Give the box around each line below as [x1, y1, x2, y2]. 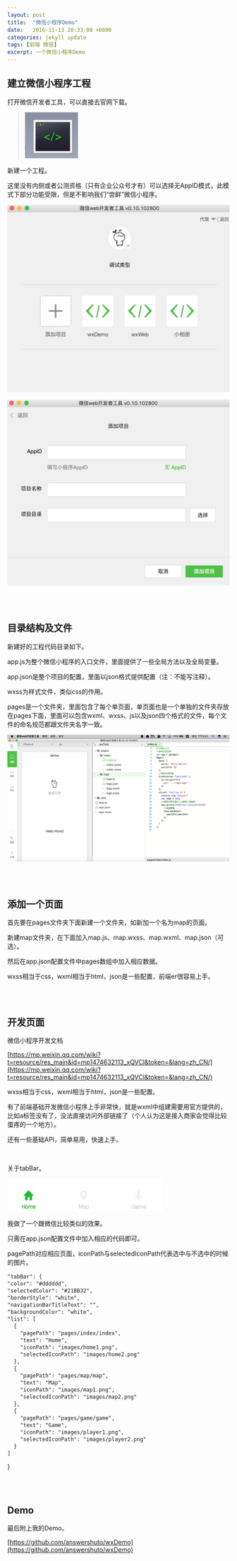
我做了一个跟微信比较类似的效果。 [7, 1219, 107, 1228]
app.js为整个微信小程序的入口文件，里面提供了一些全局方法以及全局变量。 [7, 657, 223, 666]
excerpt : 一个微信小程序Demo [7, 49, 86, 56]
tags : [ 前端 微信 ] [7, 41, 58, 49]
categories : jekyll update [7, 34, 87, 41]
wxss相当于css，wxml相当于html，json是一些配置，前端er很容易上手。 [7, 973, 214, 981]
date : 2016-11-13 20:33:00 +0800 [7, 26, 112, 33]
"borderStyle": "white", [7, 1294, 80, 1301]
